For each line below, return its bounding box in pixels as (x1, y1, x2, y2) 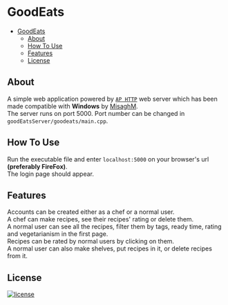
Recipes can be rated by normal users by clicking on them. (7, 237, 175, 246)
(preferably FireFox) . (7, 162, 68, 170)
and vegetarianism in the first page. (7, 230, 108, 238)
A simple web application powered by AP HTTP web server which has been (7, 95, 218, 103)
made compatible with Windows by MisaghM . (7, 101, 138, 110)
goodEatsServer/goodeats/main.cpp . (7, 117, 108, 125)
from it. (7, 252, 28, 260)
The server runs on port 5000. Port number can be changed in (7, 109, 185, 117)
